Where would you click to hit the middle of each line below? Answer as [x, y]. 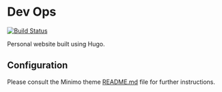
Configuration [38, 65]
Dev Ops [32, 12]
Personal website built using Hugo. [56, 44]
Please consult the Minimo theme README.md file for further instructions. [111, 82]
